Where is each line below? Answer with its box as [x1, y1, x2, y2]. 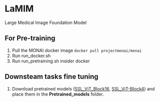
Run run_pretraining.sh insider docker [12, 58, 90, 64]
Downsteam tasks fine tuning [5, 72, 99, 81]
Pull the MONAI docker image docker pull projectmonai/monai [12, 47, 142, 53]
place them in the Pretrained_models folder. [12, 91, 104, 97]
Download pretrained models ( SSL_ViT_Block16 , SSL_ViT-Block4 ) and [12, 85, 155, 91]
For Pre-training [5, 34, 56, 42]
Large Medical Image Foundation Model [5, 19, 87, 25]
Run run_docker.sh [12, 52, 51, 58]
